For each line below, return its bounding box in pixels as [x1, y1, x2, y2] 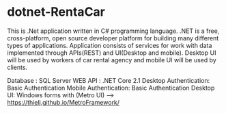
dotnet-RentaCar [7, 4, 106, 20]
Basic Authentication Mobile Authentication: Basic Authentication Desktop [7, 84, 215, 92]
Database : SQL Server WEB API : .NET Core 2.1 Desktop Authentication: [7, 76, 210, 84]
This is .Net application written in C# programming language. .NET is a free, [7, 27, 220, 35]
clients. [7, 63, 28, 71]
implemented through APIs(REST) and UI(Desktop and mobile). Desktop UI [7, 49, 216, 57]
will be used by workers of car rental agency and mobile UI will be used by [7, 55, 216, 64]
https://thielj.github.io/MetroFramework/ [7, 98, 120, 106]
